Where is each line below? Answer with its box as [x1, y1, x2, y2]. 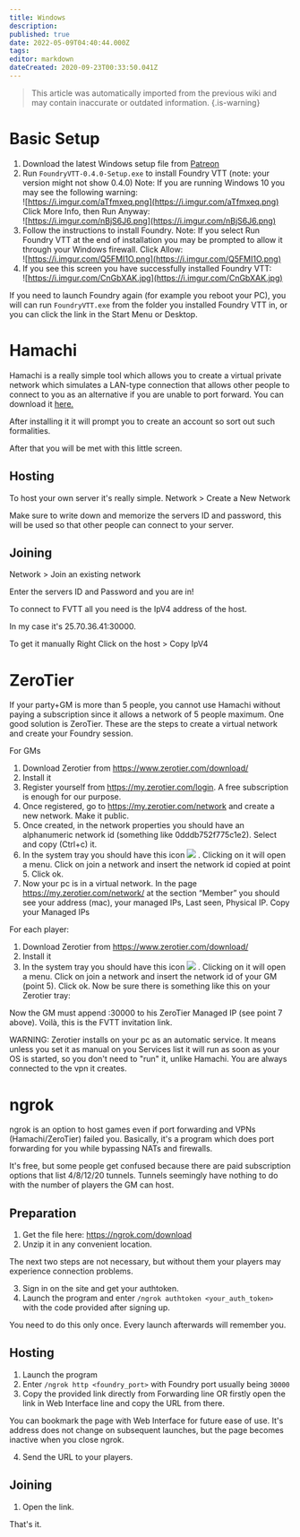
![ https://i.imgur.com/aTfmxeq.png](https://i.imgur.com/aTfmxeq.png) [21, 196, 279, 207]
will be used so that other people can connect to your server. [9, 519, 235, 530]
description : [9, 22, 58, 30]
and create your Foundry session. [9, 728, 133, 739]
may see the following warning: [21, 186, 139, 197]
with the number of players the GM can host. [9, 1179, 175, 1190]
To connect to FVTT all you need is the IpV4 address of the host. [9, 604, 248, 615]
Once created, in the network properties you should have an [21, 820, 244, 831]
